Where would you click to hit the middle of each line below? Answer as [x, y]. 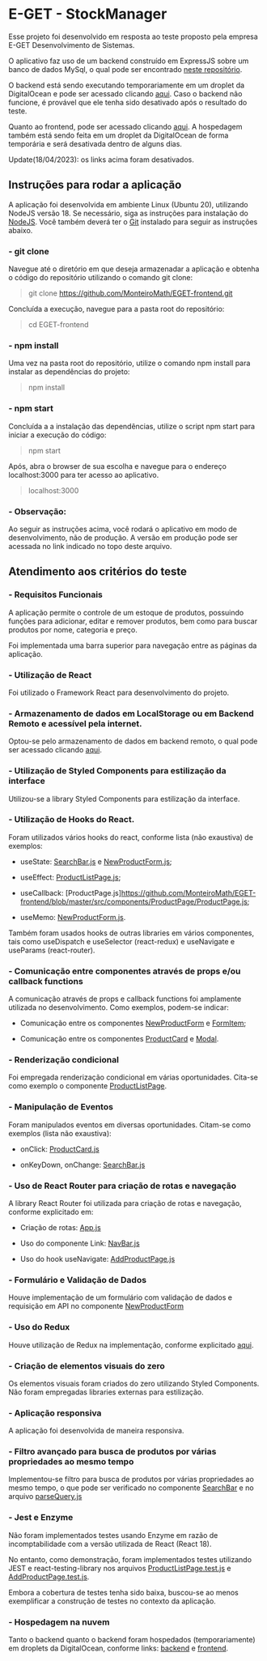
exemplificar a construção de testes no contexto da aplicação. [112, 1601]
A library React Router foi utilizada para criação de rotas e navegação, [125, 1203]
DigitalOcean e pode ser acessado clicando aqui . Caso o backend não [125, 93]
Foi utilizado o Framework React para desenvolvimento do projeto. [119, 692]
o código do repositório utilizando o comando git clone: [100, 278]
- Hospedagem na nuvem [59, 1622]
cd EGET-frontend [58, 325]
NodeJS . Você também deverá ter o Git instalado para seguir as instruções [133, 221]
